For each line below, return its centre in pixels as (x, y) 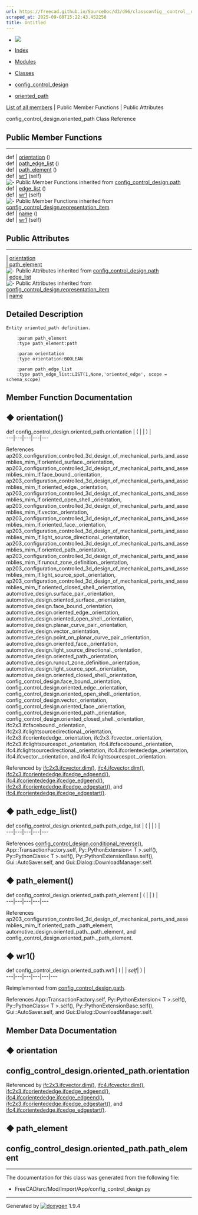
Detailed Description (45, 314)
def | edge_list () (26, 189)
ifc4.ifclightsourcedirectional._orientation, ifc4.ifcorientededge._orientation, (97, 750)
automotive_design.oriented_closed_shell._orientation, (72, 675)
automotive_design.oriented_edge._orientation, (63, 613)
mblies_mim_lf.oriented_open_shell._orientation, (64, 500)
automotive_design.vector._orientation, (53, 631)
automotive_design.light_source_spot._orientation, (67, 669)
